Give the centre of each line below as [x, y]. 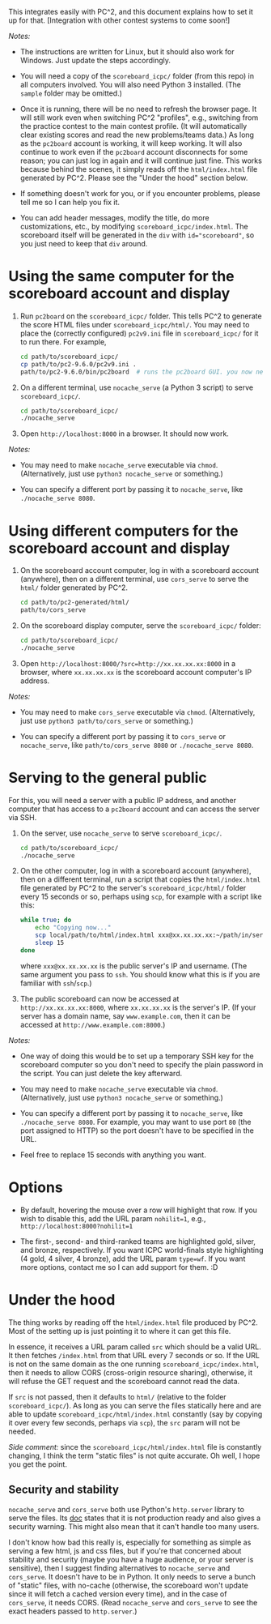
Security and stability [64, 1490]
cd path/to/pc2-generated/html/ [74, 603]
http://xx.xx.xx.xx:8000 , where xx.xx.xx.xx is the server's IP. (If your [138, 1007]
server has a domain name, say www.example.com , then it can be [125, 1015]
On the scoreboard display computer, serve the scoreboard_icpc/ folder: [140, 626]
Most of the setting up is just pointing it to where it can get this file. [120, 1331]
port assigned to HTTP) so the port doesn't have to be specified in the [137, 1130]
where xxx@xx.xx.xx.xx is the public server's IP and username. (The [133, 966]
